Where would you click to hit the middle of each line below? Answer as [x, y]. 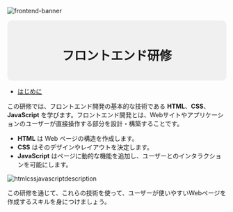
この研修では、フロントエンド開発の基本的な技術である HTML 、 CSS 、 [109, 106]
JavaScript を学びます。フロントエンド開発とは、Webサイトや [97, 114]
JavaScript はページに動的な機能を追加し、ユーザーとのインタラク [113, 156]
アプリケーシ [205, 114]
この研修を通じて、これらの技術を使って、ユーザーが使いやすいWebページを [117, 192]
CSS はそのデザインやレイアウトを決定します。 [85, 147]
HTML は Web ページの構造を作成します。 [78, 138]
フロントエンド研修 [116, 56]
